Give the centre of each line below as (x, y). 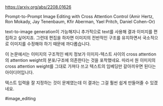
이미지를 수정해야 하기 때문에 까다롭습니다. (50, 44)
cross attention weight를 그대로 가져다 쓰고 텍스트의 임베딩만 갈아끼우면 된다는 (81, 66)
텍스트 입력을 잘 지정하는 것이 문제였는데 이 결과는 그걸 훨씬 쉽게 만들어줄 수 (77, 83)
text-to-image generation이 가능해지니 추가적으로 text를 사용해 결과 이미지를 (79, 32)
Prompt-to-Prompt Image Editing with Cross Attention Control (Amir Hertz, (80, 16)
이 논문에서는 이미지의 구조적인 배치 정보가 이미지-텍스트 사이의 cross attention (81, 54)
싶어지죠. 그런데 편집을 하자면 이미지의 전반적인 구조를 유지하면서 (80, 38)
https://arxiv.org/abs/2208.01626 (38, 7)
